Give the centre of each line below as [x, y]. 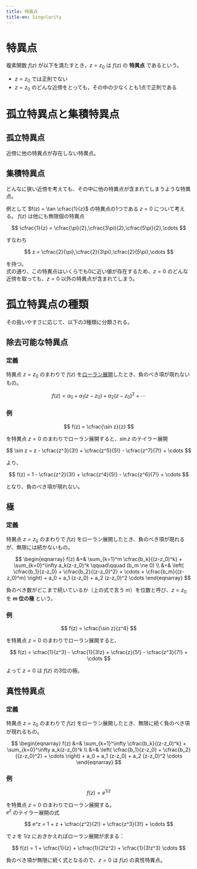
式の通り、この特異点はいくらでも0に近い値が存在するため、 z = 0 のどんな [97, 271]
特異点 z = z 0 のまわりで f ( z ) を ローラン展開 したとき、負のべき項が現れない [98, 375]
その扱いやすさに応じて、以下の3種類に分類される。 [69, 322]
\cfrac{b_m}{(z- [165, 572]
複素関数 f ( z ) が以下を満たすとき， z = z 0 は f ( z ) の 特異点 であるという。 [94, 66]
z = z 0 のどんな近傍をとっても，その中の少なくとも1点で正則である [96, 88]
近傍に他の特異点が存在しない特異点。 [52, 153]
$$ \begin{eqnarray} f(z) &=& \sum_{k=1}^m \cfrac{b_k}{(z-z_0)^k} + [99, 559]
